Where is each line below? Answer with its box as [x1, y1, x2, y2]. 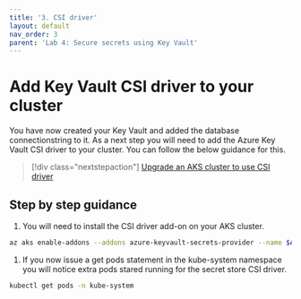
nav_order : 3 [9, 30, 58, 38]
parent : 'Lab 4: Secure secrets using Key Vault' [9, 38, 199, 47]
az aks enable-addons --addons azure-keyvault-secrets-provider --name [9, 238, 282, 247]
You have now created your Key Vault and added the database [9, 125, 240, 136]
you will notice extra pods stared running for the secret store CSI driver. [21, 263, 287, 274]
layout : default [9, 21, 70, 30]
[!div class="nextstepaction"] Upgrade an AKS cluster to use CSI [30, 162, 271, 173]
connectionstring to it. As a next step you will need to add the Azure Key [9, 135, 276, 146]
